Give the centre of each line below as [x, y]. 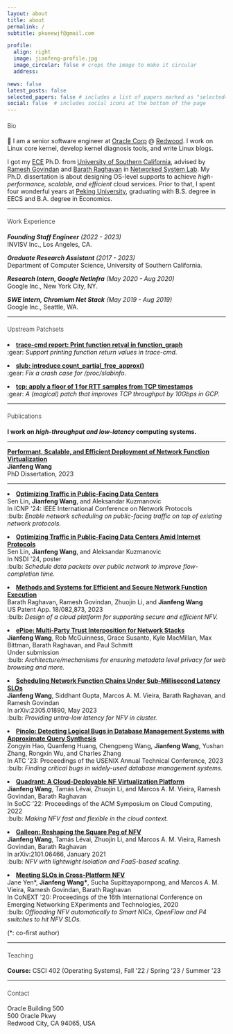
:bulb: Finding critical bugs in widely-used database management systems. [115, 768]
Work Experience [31, 221]
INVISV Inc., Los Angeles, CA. [50, 244]
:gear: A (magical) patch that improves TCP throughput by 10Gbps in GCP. [113, 394]
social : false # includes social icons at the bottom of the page [107, 104]
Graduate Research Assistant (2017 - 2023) [71, 257]
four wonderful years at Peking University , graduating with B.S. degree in [112, 191]
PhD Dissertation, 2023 [41, 474]
